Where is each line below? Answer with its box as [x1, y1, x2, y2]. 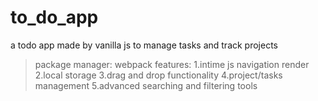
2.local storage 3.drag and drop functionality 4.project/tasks [34, 69, 283, 81]
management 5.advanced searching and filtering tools [34, 79, 258, 91]
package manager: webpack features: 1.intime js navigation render [34, 58, 310, 70]
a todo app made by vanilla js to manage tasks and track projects [10, 39, 278, 51]
